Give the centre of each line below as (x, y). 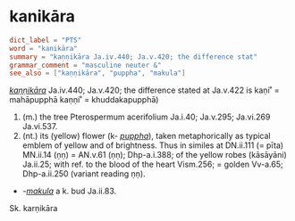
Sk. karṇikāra (34, 209)
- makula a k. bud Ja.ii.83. (69, 191)
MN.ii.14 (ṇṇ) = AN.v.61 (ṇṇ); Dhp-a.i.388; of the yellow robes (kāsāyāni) (155, 155)
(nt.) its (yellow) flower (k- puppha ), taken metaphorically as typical (146, 136)
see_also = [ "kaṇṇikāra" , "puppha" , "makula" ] (97, 73)
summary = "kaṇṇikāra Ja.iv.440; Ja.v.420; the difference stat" (133, 57)
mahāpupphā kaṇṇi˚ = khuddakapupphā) (84, 100)
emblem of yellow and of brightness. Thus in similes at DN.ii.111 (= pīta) (153, 145)
